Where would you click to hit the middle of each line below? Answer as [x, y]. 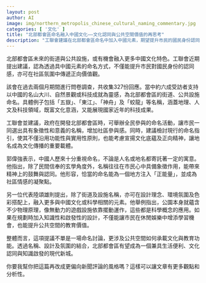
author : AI [20, 18]
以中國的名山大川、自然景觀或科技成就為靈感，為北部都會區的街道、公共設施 [103, 94]
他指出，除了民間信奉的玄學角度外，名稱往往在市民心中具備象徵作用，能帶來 [103, 166]
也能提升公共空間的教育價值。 [55, 225]
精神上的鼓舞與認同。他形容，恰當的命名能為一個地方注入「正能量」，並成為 [102, 174]
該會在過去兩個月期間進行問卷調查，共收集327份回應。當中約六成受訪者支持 [103, 87]
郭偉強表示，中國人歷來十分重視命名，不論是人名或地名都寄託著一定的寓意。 [103, 159]
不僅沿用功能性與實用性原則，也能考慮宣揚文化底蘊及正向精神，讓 [111, 138]
